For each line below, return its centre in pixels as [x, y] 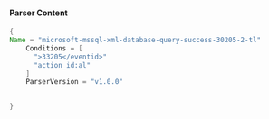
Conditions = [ [54, 48]
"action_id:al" [62, 65]
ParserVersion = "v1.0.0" [75, 82]
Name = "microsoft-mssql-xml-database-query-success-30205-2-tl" [135, 41]
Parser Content [38, 13]
